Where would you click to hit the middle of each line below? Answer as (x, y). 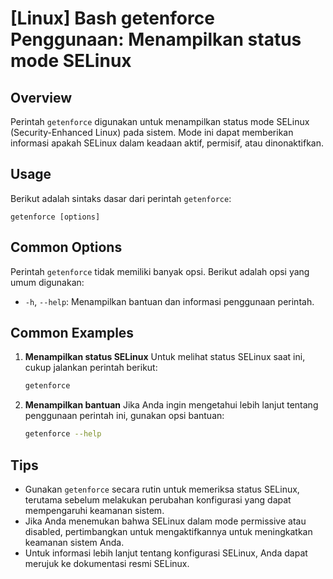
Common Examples (72, 333)
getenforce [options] (55, 217)
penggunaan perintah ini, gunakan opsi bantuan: (124, 416)
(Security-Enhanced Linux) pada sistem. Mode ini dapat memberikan (152, 132)
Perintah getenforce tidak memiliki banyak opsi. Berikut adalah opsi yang (160, 271)
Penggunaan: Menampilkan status (156, 39)
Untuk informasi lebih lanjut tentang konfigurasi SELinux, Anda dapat (166, 553)
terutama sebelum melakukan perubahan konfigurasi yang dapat (158, 500)
